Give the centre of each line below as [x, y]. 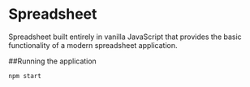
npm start [25, 76]
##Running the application [53, 61]
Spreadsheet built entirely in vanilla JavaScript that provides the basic [125, 37]
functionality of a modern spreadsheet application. [93, 45]
